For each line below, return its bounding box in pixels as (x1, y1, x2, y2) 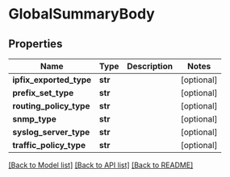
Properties (8, 37, 63, 51)
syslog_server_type (12, 126, 90, 138)
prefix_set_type (12, 88, 74, 98)
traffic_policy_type (12, 140, 86, 150)
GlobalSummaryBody (8, 5, 155, 23)
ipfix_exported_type (12, 74, 92, 85)
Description (127, 61, 174, 72)
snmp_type (12, 113, 56, 125)
